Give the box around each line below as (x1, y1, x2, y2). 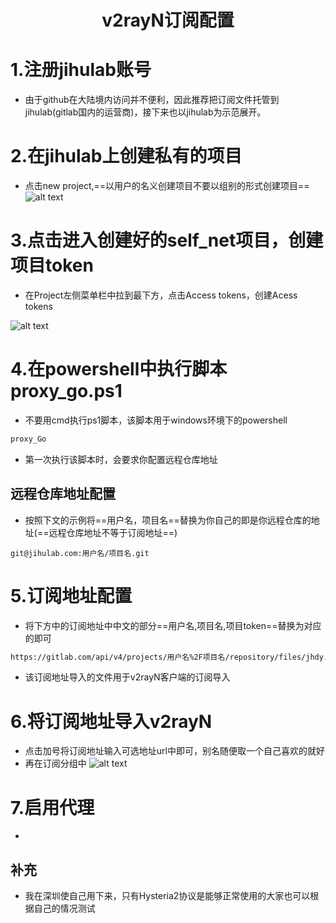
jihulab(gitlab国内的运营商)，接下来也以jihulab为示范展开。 (24, 106, 267, 118)
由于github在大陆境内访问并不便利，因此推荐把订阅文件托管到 (24, 94, 280, 106)
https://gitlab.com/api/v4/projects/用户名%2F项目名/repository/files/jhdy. (10, 652, 329, 662)
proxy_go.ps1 (10, 380, 123, 403)
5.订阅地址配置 (10, 584, 133, 607)
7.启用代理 (10, 796, 95, 819)
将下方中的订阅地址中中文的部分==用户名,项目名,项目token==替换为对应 (24, 619, 322, 631)
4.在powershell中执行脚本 (10, 358, 228, 381)
